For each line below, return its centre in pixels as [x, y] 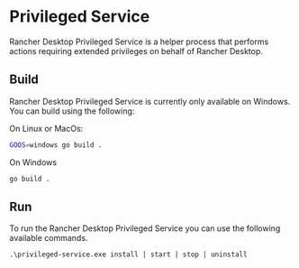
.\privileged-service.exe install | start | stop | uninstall [128, 254]
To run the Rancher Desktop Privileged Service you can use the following [145, 228]
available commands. [49, 238]
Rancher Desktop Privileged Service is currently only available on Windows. [150, 101]
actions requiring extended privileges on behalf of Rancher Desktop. [136, 51]
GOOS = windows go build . [56, 145]
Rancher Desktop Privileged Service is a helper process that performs [139, 42]
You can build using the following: [72, 111]
